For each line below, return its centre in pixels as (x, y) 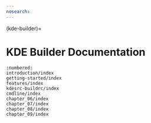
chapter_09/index (27, 114)
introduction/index (30, 73)
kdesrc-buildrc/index (33, 88)
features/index (25, 83)
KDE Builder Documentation (76, 52)
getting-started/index (34, 78)
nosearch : (18, 11)
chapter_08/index (27, 109)
